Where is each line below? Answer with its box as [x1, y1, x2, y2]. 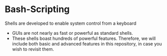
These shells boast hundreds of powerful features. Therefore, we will [12, 35, 156, 41]
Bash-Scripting [5, 4, 70, 15]
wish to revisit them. [12, 46, 54, 52]
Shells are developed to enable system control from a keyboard [5, 20, 137, 26]
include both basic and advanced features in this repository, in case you [12, 40, 162, 46]
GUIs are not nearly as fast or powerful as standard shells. [12, 30, 133, 36]
